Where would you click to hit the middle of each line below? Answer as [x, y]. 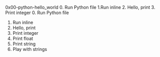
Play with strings [30, 49]
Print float [23, 38]
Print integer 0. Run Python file [37, 13]
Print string [24, 44]
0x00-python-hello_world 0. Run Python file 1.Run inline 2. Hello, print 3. [80, 7]
